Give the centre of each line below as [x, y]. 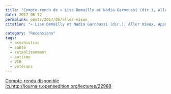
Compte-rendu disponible [32, 81]
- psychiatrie [25, 43]
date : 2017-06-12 [24, 15]
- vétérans [21, 67]
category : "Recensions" [31, 34]
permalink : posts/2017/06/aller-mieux [46, 19]
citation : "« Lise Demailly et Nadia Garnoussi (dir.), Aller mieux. [81, 24]
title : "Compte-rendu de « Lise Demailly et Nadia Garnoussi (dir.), [81, 10]
